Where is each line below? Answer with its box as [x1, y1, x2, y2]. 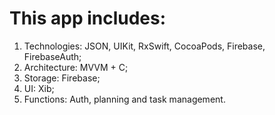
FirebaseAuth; [23, 50, 82, 62]
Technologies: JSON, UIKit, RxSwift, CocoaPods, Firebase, [23, 40, 266, 52]
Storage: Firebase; [23, 72, 101, 84]
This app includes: [9, 7, 167, 30]
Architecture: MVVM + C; [23, 61, 129, 73]
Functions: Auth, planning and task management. [23, 93, 226, 105]
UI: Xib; [23, 82, 55, 94]
